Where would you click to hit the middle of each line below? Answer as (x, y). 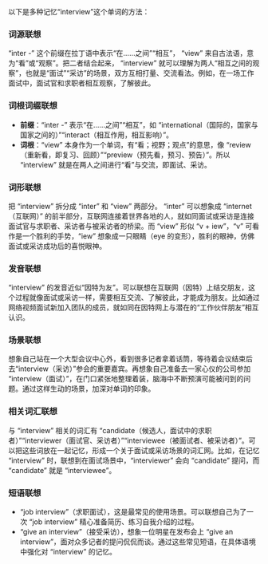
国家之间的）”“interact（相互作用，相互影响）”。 (97, 135)
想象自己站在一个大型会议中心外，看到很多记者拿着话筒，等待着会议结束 (127, 359)
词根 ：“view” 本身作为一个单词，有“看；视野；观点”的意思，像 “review (135, 144)
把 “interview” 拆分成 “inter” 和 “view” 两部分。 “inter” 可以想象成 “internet (130, 206)
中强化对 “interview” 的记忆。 (68, 552)
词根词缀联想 (33, 106)
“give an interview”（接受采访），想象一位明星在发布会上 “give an (126, 532)
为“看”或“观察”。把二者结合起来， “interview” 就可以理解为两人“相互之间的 (130, 63)
